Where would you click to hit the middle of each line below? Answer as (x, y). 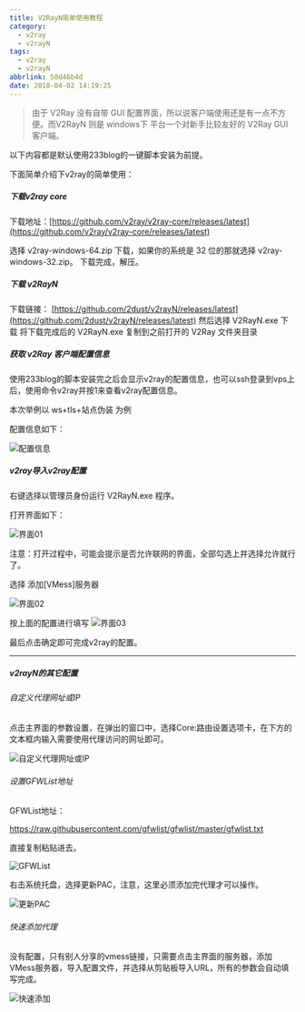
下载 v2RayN (34, 284)
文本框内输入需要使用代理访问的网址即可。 (89, 739)
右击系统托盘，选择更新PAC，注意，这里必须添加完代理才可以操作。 (137, 885)
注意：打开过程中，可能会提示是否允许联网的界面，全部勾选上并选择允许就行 (152, 553)
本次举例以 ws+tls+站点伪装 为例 (70, 410)
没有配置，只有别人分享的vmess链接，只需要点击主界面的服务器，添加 (141, 956)
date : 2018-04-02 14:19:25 (60, 86)
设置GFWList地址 (41, 781)
